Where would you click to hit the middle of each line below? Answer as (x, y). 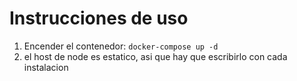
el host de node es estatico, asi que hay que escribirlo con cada (155, 56)
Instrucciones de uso (99, 18)
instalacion (46, 67)
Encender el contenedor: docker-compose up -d (121, 46)
